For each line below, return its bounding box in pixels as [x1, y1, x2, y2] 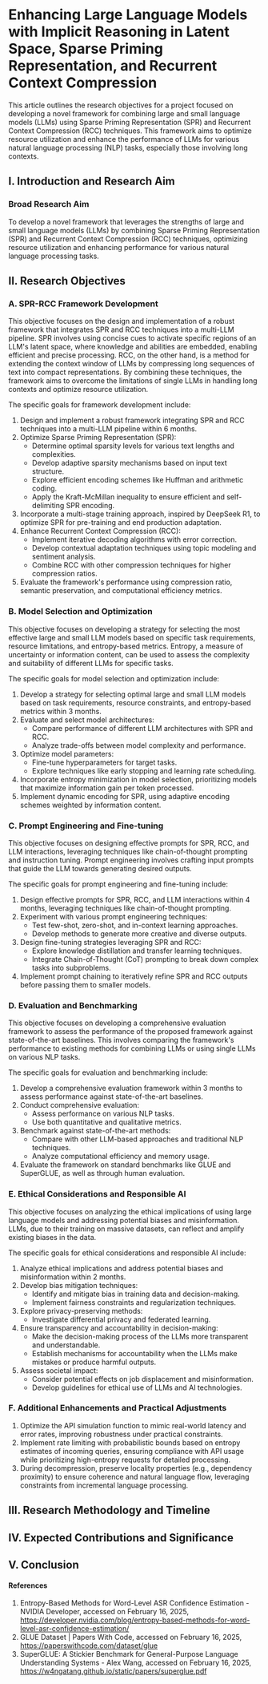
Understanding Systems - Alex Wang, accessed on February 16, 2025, [19, 1658, 252, 1668]
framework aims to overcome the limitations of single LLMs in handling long [8, 376, 258, 386]
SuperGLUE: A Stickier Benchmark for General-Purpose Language [19, 1650, 238, 1659]
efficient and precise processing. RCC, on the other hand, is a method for [8, 350, 250, 360]
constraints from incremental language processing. [19, 1480, 189, 1490]
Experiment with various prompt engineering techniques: [19, 911, 208, 921]
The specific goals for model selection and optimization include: [8, 673, 220, 683]
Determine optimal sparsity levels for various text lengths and [31, 441, 234, 450]
